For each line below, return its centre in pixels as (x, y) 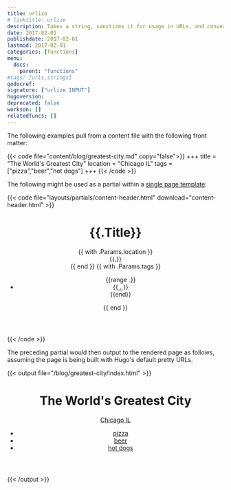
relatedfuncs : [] (32, 116)
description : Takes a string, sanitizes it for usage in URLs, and (106, 26)
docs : (21, 65)
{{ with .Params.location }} (115, 251)
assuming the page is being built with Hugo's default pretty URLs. (100, 359)
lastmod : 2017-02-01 (37, 45)
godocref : (21, 84)
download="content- (187, 198)
